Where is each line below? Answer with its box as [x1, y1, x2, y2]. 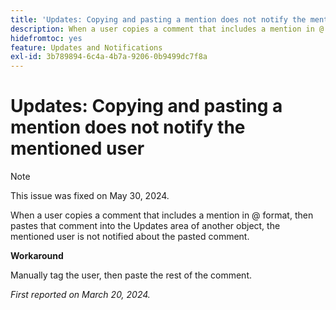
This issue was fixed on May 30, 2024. [10, 190, 170, 202]
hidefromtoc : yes [10, 33, 83, 43]
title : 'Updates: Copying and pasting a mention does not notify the [10, 14, 307, 25]
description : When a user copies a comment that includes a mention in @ [10, 24, 325, 34]
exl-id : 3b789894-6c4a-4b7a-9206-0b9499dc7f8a [10, 52, 208, 62]
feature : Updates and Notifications [10, 42, 163, 53]
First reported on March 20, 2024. [10, 289, 151, 301]
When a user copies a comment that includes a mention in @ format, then [10, 209, 314, 221]
